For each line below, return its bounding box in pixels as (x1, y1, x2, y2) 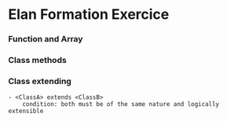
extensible (8, 108, 44, 115)
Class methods (8, 55, 67, 66)
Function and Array (8, 34, 83, 45)
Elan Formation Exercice (8, 5, 170, 24)
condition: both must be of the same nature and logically (22, 101, 220, 108)
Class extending (8, 75, 72, 86)
